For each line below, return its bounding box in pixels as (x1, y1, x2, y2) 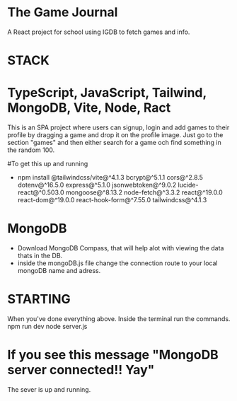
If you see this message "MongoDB (7, 347, 219, 363)
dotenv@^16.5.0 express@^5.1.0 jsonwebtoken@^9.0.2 (17, 181, 177, 190)
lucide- (178, 181, 199, 190)
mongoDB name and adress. (17, 267, 101, 274)
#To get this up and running (7, 160, 88, 168)
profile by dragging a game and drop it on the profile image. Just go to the (7, 131, 224, 139)
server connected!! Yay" (7, 362, 155, 378)
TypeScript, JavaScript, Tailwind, (7, 85, 207, 101)
